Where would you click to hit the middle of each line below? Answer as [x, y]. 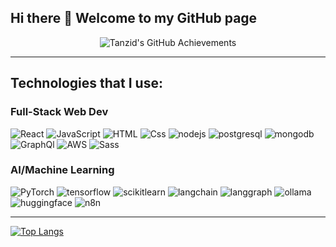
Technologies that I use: [86, 83]
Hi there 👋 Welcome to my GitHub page [134, 18]
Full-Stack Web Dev [59, 112]
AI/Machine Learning [62, 170]
